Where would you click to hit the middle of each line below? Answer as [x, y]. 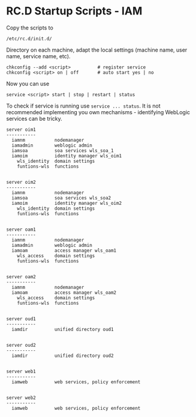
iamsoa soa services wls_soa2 [61, 198]
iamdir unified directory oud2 [63, 356]
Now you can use [28, 84]
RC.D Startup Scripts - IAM [74, 11]
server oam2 [21, 277]
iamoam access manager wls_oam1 [64, 251]
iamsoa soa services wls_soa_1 [63, 151]
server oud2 [21, 345]
